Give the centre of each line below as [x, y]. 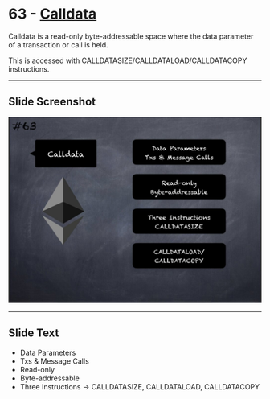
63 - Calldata [53, 14]
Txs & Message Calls [55, 361]
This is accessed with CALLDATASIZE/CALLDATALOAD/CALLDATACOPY [128, 60]
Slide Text [34, 333]
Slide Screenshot [52, 102]
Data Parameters [48, 352]
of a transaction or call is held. [58, 44]
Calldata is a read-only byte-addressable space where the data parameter [131, 36]
